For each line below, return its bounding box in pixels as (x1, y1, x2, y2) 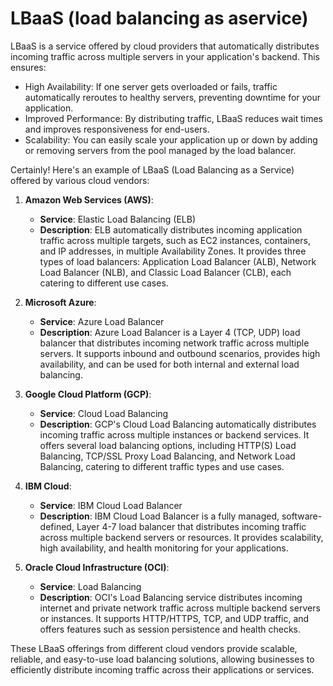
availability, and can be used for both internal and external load (39, 358, 300, 370)
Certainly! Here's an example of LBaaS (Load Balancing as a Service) (10, 163, 295, 176)
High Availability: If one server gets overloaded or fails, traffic (24, 80, 278, 92)
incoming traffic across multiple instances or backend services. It (39, 428, 310, 441)
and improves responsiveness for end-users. (24, 123, 210, 135)
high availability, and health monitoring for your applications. (39, 542, 289, 554)
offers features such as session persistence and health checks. (39, 623, 302, 635)
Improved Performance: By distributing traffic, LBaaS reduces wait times (24, 112, 323, 124)
